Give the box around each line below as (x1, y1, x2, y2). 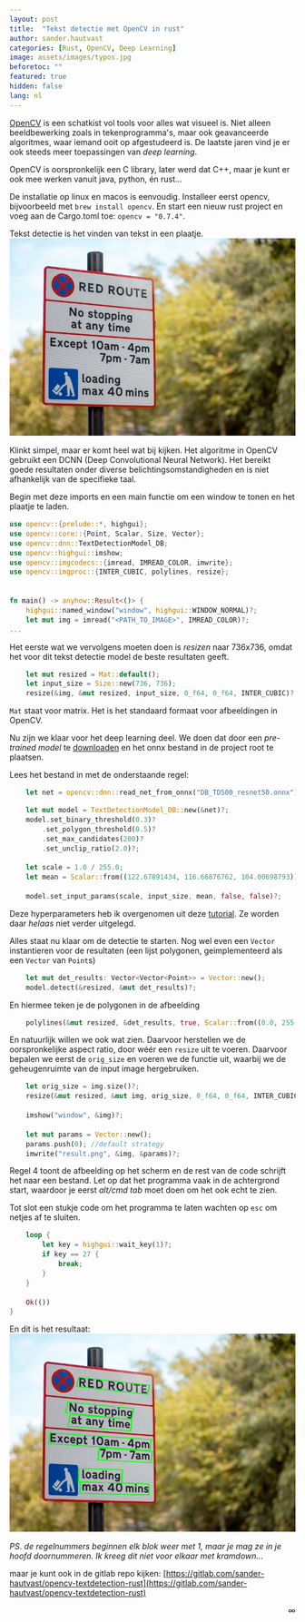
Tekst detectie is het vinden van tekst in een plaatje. (9, 228, 204, 239)
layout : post (9, 15, 59, 24)
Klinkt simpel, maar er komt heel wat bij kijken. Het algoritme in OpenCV (9, 445, 279, 456)
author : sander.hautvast (9, 34, 103, 43)
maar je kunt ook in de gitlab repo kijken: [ (9, 1568, 166, 1578)
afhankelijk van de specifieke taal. (9, 474, 136, 485)
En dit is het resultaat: (9, 1323, 91, 1334)
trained (9, 742, 36, 753)
